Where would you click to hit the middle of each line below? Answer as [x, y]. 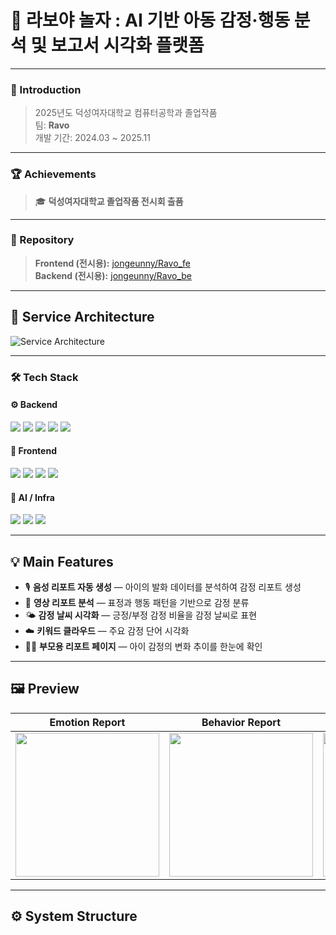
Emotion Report [87, 722]
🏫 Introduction [46, 89]
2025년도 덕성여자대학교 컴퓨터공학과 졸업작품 [126, 113]
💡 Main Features [62, 561]
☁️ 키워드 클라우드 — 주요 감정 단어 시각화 [107, 630]
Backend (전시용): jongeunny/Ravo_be [113, 275]
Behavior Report [241, 722]
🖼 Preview [45, 689]
